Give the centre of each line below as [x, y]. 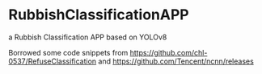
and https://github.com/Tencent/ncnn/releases [176, 61]
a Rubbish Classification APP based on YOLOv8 [88, 37]
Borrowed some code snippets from [68, 52]
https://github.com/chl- [169, 52]
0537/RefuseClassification [53, 61]
